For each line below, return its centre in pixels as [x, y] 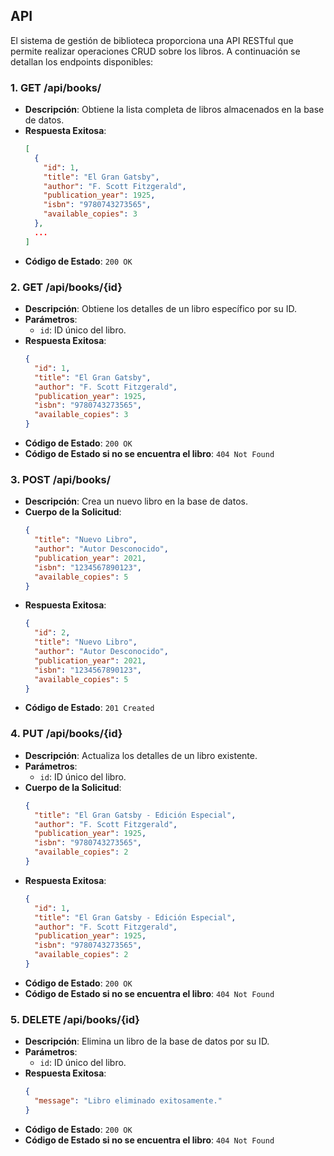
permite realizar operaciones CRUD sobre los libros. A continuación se [155, 51]
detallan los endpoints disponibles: [82, 61]
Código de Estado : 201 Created [89, 708]
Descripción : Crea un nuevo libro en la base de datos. [136, 501]
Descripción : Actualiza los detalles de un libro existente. [141, 755]
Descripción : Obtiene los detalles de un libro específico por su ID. [160, 309]
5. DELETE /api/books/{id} [75, 1019]
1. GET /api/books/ [56, 87]
